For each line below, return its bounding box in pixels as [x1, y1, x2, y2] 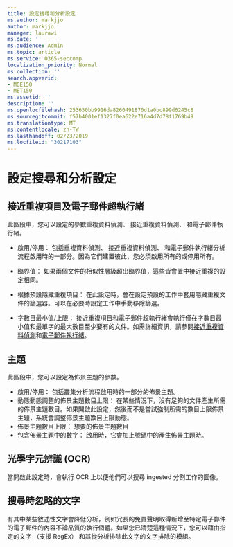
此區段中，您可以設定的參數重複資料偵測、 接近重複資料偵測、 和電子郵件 [7, 220, 217, 228]
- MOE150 [7, 81, 33, 88]
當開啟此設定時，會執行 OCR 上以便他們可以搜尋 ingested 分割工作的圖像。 [7, 472, 222, 481]
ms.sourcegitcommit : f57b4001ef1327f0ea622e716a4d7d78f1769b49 [7, 113, 194, 120]
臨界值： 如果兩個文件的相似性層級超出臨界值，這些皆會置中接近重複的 [17, 267, 220, 276]
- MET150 [7, 87, 33, 94]
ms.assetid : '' [7, 94, 51, 101]
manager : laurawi [7, 29, 58, 37]
